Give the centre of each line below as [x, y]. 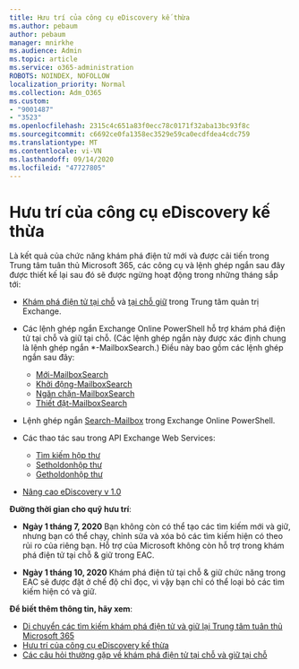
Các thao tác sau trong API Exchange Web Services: [119, 438]
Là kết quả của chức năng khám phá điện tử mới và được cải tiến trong [140, 256]
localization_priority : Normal [68, 84]
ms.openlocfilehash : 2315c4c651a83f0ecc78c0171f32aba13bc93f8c [130, 126]
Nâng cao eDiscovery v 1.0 [72, 492]
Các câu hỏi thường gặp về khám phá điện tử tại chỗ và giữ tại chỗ [145, 655]
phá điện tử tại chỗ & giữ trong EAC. [88, 555]
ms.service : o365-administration [72, 68]
